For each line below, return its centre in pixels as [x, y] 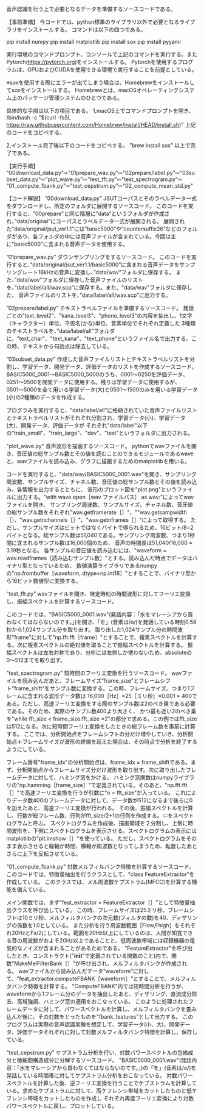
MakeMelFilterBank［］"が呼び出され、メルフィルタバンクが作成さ [98, 963]
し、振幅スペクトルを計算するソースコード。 [62, 601]
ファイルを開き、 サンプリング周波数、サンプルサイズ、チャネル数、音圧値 [100, 504]
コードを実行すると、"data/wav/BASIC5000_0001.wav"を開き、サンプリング [102, 474]
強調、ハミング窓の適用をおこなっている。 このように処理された [108, 1001]
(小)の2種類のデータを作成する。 [47, 397]
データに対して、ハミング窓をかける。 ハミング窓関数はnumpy [95, 777]
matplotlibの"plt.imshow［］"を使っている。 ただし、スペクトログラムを [96, 838]
